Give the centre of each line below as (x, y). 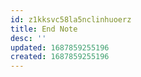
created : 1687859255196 (60, 57)
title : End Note (44, 29)
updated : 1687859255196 (60, 47)
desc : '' (28, 38)
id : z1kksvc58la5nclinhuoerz (71, 19)
